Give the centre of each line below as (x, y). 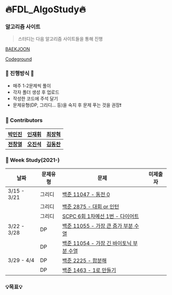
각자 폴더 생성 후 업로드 (36, 92)
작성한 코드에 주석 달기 (35, 98)
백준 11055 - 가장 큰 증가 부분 (98, 226)
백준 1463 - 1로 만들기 (89, 270)
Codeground (19, 59)
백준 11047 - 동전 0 (86, 195)
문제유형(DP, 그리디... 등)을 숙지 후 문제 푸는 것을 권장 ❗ (67, 105)
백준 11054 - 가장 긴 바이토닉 (97, 244)
